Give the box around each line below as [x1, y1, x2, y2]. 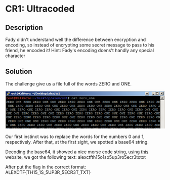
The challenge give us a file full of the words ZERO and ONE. [5, 80, 132, 86]
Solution [5, 67, 32, 76]
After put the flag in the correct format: [5, 164, 87, 170]
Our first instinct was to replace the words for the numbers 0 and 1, [5, 133, 145, 140]
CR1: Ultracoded [5, 3, 75, 15]
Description [5, 23, 43, 32]
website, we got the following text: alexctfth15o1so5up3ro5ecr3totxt [5, 154, 146, 160]
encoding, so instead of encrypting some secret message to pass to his [5, 42, 155, 48]
